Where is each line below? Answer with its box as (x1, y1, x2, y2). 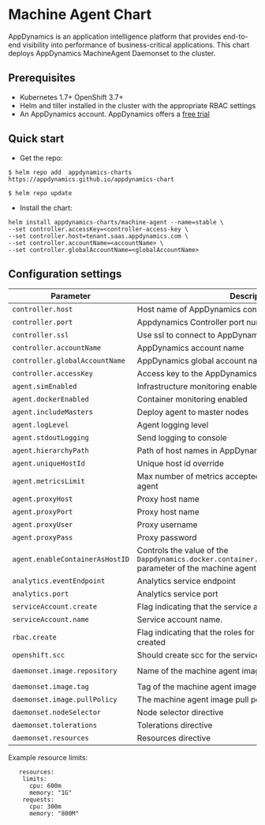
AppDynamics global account (136, 356, 247, 367)
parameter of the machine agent (136, 563, 256, 574)
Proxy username (136, 519, 198, 530)
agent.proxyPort (12, 507, 73, 517)
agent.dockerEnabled (12, 395, 89, 404)
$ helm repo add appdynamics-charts (8, 168, 132, 176)
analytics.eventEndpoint (12, 577, 106, 586)
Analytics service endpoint (136, 575, 237, 586)
